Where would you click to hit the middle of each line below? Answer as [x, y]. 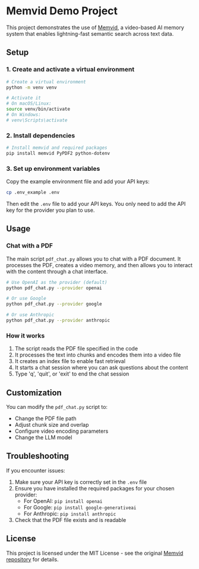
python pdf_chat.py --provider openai [54, 288]
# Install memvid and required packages [57, 148]
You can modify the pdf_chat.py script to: [57, 407]
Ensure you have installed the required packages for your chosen [94, 488]
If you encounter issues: [36, 470]
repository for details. [32, 559]
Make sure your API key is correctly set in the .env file [81, 482]
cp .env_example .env [33, 193]
